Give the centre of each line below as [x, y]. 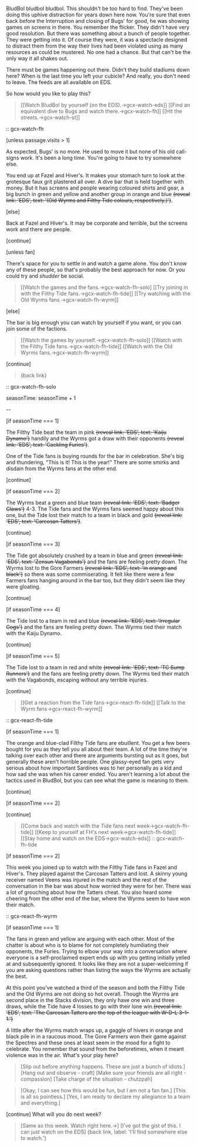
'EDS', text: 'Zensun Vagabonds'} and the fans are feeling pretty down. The [97, 562]
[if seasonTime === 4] [33, 609]
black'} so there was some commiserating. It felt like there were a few [90, 574]
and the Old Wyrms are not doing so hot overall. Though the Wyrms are [92, 994]
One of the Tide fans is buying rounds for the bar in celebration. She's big [95, 456]
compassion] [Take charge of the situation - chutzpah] [86, 1079]
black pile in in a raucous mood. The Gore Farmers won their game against [96, 1036]
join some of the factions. [37, 329]
